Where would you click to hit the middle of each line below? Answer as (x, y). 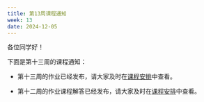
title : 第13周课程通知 (37, 14)
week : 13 (20, 20)
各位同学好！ (25, 47)
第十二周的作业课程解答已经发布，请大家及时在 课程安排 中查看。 (109, 92)
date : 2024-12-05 (32, 26)
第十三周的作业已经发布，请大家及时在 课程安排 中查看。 (96, 76)
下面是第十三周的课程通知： (47, 62)
